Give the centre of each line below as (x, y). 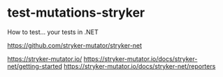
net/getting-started (35, 66)
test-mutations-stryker (76, 13)
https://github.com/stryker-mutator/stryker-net (74, 45)
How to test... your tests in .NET (53, 32)
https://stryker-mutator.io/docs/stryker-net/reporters (140, 66)
